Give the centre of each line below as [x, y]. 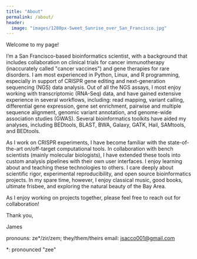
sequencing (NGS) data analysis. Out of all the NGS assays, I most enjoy [94, 87]
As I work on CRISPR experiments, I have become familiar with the [86, 142]
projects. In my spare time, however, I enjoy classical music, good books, [95, 180]
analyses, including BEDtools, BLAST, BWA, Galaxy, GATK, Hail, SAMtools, [96, 125]
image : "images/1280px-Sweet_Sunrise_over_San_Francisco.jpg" [89, 28]
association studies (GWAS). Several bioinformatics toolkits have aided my [96, 119]
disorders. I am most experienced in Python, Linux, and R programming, [93, 75]
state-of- [178, 142]
